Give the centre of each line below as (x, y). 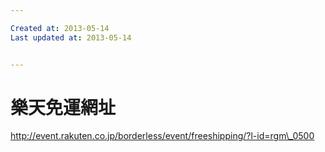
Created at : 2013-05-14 (60, 28)
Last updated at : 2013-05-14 (71, 37)
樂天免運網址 (63, 107)
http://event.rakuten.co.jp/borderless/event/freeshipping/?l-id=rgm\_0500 (162, 136)
